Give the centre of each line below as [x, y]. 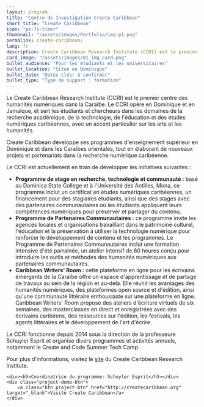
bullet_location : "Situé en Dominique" [57, 69]
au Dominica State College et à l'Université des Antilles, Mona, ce [97, 186]
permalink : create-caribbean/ [45, 40]
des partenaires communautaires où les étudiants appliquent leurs [98, 205]
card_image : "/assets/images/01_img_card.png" [67, 58]
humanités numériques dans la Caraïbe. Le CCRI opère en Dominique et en [101, 104]
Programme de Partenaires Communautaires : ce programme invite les [106, 218]
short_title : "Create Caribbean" [49, 23]
